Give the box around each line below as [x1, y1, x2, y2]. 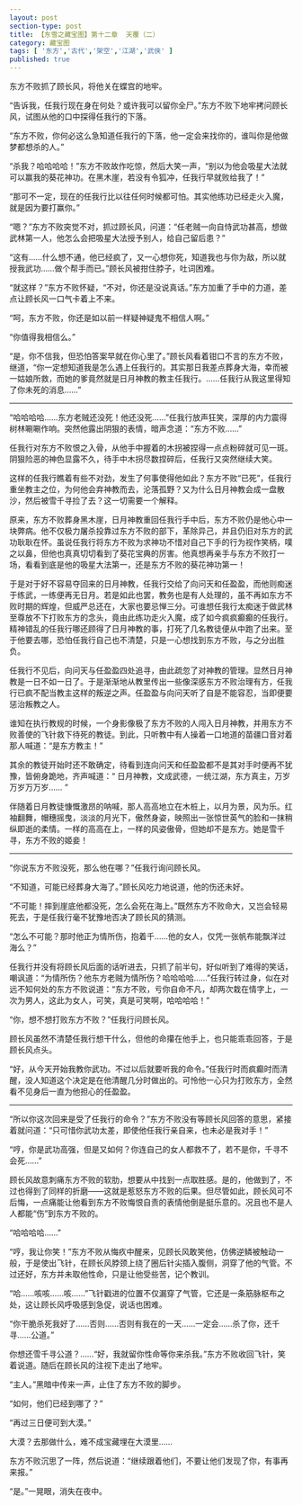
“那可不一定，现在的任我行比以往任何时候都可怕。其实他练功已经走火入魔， [9, 191, 289, 202]
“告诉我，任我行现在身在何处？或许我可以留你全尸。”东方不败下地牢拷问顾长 [9, 100, 289, 111]
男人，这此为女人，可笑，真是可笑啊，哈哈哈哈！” [24, 995, 210, 1006]
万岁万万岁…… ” [9, 782, 69, 793]
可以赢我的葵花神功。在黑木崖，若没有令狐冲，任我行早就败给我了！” [9, 172, 265, 183]
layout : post [9, 13, 58, 22]
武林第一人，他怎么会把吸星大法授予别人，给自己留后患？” [9, 233, 226, 243]
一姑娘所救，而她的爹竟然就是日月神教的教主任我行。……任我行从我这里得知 [9, 373, 291, 383]
